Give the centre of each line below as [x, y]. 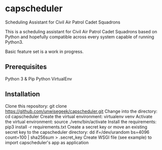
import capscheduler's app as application [47, 142]
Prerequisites [26, 67]
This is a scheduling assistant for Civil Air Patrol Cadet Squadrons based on [81, 31]
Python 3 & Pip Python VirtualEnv [39, 78]
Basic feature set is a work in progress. [45, 51]
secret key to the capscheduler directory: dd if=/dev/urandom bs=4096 [77, 132]
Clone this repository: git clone [36, 106]
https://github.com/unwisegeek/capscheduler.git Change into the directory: [81, 111]
